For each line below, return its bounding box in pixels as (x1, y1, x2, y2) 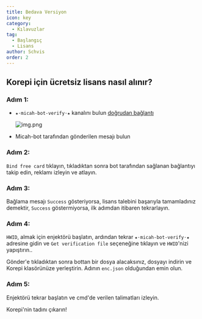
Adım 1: (6, 95, 29, 104)
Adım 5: (6, 280, 31, 288)
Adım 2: (6, 148, 31, 156)
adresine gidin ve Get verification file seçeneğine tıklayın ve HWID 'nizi (6, 240, 189, 248)
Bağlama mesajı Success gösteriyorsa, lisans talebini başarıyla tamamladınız (6, 197, 197, 205)
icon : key (6, 15, 32, 21)
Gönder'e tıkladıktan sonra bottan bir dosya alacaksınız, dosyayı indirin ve (6, 258, 192, 266)
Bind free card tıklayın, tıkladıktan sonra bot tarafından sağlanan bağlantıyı (6, 162, 195, 169)
